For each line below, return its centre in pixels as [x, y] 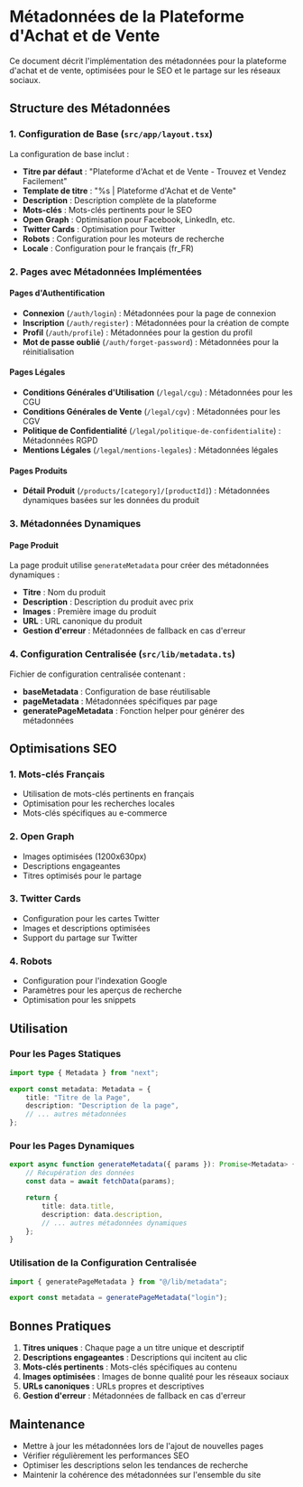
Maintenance [47, 1424]
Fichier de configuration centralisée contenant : [97, 674]
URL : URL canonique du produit [82, 622]
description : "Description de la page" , [102, 1106]
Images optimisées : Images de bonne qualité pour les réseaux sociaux [156, 1377]
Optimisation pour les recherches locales [99, 804]
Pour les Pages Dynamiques [72, 1146]
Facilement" [45, 181]
